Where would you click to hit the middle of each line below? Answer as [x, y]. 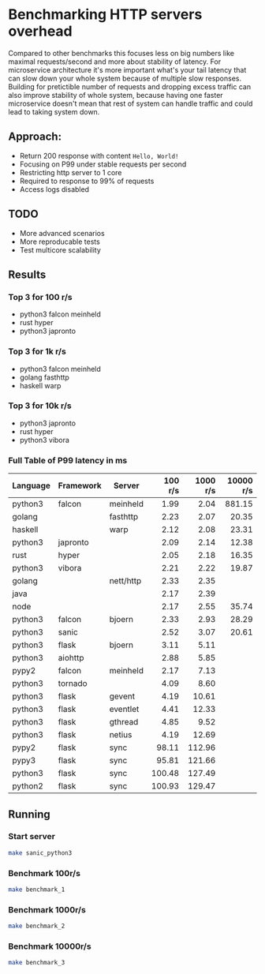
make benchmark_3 [37, 963]
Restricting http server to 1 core [71, 172]
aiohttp [71, 658]
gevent [122, 696]
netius [121, 735]
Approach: [35, 137]
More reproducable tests [60, 242]
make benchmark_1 [37, 890]
